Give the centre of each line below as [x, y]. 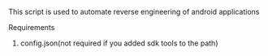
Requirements [32, 27]
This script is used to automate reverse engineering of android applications [134, 12]
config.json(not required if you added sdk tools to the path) [119, 43]
